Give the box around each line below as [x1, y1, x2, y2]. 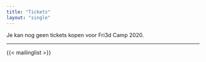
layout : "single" [6, 15, 51, 21]
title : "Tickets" [6, 9, 51, 15]
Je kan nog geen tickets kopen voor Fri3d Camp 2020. [6, 31, 144, 38]
